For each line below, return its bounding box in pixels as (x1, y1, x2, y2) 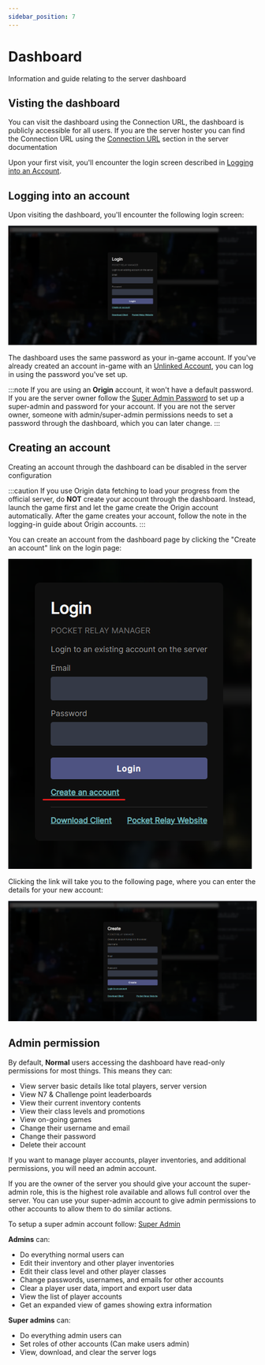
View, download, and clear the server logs (19, 1347, 157, 1356)
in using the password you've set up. (8, 369, 129, 379)
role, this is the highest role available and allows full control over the (30, 1187, 251, 1196)
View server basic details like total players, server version (19, 1081, 207, 1091)
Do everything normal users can (19, 1250, 125, 1259)
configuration (8, 470, 52, 480)
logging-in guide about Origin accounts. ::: (8, 519, 146, 528)
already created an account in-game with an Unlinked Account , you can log (8, 361, 254, 371)
